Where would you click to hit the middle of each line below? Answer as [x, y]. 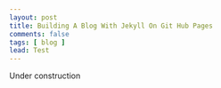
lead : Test [29, 51]
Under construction [45, 76]
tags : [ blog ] [37, 42]
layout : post [33, 17]
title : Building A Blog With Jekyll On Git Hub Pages [111, 26]
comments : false [39, 34]
